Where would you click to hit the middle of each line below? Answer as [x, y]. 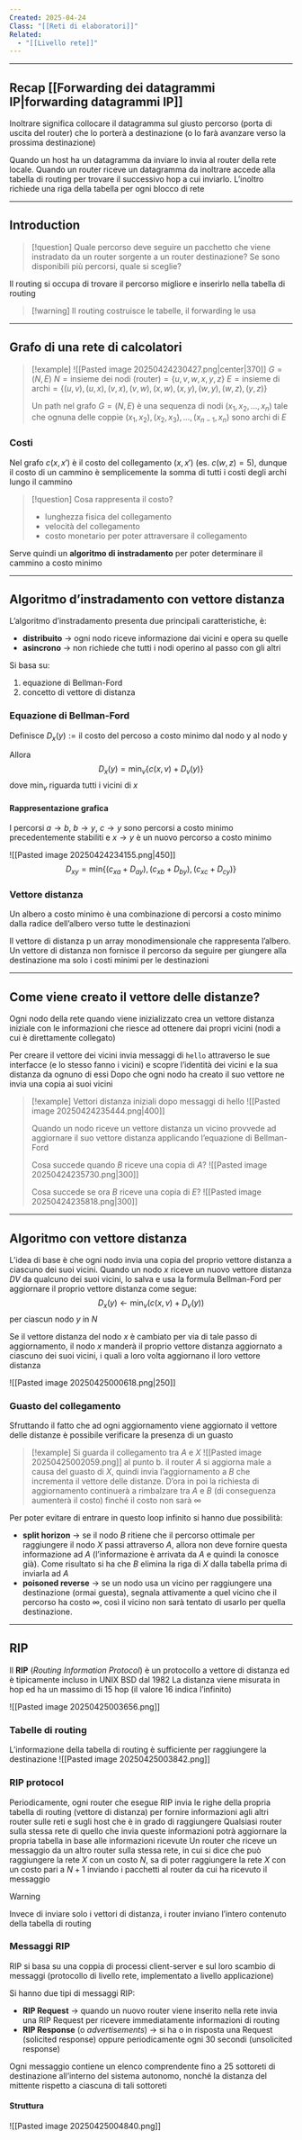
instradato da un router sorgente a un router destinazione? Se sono [155, 257]
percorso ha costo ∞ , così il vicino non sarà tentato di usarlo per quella [154, 1603]
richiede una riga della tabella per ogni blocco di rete [107, 189]
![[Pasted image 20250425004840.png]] [85, 2126]
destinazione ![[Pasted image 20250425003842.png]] [110, 1759]
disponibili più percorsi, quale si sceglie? [106, 266]
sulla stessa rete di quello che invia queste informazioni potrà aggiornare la [148, 1831]
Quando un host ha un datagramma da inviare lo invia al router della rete [143, 160]
